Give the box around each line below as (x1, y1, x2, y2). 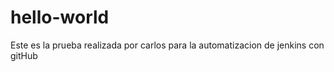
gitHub (10, 49, 38, 61)
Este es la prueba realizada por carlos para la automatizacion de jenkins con (10, 39, 325, 51)
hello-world (10, 6, 110, 29)
